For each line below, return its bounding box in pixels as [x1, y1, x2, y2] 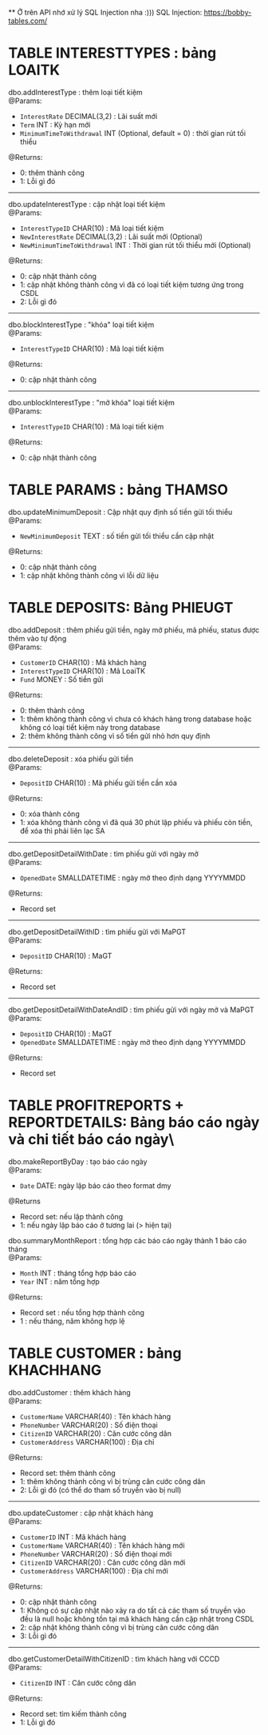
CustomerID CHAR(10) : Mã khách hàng [19, 657, 147, 667]
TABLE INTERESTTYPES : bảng [8, 44, 217, 62]
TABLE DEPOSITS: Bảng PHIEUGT [8, 599, 234, 617]
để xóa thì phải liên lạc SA [19, 826, 105, 836]
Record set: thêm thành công [19, 1468, 116, 1478]
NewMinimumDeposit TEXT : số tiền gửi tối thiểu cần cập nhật [19, 531, 214, 540]
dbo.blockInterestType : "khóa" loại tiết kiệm [8, 320, 155, 329]
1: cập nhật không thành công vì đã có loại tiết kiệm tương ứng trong [19, 280, 244, 289]
